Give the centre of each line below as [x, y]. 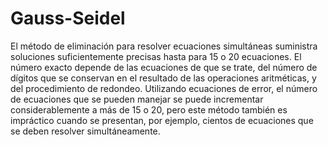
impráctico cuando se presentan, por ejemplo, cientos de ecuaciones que [162, 120]
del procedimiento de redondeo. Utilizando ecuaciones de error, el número [164, 88]
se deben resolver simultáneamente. [85, 131]
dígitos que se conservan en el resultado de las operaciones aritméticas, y [163, 78]
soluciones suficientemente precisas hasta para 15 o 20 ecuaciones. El [156, 56]
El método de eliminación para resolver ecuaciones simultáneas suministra [164, 46]
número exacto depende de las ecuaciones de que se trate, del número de [164, 67]
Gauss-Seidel [68, 18]
